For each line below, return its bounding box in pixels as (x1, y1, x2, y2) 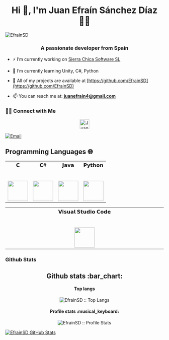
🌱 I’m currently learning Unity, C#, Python (12, 68, 99, 74)
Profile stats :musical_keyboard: (50, 308, 119, 314)
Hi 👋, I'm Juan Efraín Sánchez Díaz (11, 5, 158, 16)
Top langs (73, 286, 96, 292)
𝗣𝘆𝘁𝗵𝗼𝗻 (83, 162, 104, 169)
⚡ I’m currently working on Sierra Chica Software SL (12, 56, 121, 62)
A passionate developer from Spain (40, 44, 129, 51)
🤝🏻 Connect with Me (5, 108, 56, 115)
